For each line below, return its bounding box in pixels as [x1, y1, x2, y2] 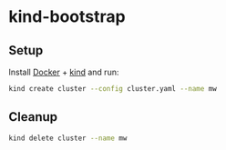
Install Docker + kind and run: [8, 66, 119, 77]
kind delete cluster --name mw [8, 134, 128, 143]
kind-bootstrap [8, 6, 126, 27]
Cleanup [8, 109, 58, 125]
